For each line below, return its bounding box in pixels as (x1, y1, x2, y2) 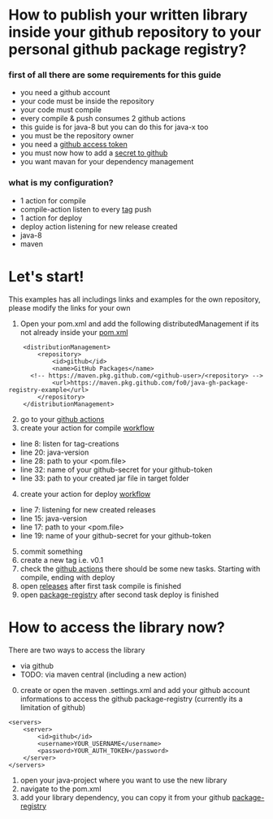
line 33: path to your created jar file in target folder (19, 473, 189, 483)
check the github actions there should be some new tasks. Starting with (19, 564, 261, 573)
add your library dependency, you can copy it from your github (19, 792, 231, 802)
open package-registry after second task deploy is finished (19, 590, 219, 599)
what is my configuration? (8, 177, 114, 189)
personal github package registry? (8, 41, 247, 59)
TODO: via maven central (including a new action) (19, 669, 187, 679)
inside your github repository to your (8, 23, 262, 41)
